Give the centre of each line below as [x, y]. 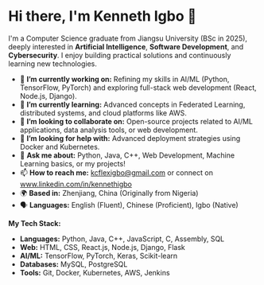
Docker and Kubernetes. [60, 146]
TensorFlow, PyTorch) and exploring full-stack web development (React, [138, 88]
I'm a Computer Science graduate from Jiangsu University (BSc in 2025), [128, 38]
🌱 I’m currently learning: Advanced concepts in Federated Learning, [132, 104]
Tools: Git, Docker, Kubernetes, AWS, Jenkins [95, 272]
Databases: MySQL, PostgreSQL [74, 264]
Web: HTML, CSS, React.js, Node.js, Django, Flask [102, 247]
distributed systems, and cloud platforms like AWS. [103, 113]
